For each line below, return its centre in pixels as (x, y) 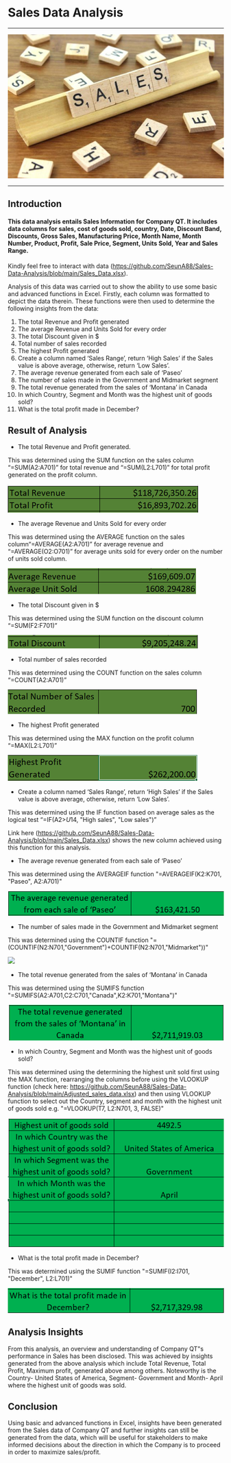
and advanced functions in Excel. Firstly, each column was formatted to (109, 293)
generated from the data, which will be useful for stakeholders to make (108, 1438)
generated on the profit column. (53, 475)
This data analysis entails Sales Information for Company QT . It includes (113, 221)
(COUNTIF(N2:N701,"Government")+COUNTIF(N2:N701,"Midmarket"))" (108, 947)
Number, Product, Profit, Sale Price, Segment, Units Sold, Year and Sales (113, 243)
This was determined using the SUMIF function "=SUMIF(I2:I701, (99, 1271)
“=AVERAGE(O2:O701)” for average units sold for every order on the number (115, 552)
